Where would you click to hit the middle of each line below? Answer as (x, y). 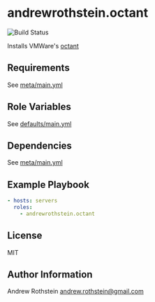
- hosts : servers (32, 201)
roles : (23, 207)
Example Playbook (48, 185)
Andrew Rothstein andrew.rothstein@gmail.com (76, 291)
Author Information (50, 275)
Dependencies (39, 145)
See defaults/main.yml (39, 123)
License (25, 236)
